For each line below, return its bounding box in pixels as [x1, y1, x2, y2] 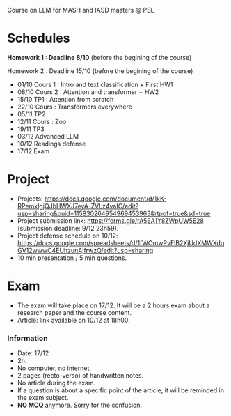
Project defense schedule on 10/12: [17, 231, 118, 240]
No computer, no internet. [17, 364, 92, 372]
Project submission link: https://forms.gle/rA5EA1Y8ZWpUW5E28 [17, 216, 204, 225]
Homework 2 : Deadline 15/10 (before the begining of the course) [7, 66, 193, 75]
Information [7, 333, 48, 343]
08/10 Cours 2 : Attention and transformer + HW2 [17, 87, 159, 96]
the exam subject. [17, 394, 69, 402]
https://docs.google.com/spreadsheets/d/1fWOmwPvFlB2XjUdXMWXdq [17, 238, 225, 247]
